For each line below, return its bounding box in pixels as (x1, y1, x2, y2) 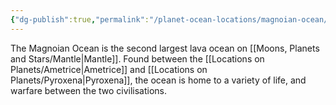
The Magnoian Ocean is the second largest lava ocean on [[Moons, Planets (10, 42, 320, 54)
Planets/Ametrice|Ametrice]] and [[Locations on (10, 63, 208, 75)
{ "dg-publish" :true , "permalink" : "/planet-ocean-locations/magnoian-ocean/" (10, 14, 333, 25)
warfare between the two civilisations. (10, 84, 168, 96)
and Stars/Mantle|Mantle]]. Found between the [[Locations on (10, 52, 265, 65)
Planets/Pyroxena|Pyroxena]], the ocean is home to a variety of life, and (10, 74, 307, 86)
